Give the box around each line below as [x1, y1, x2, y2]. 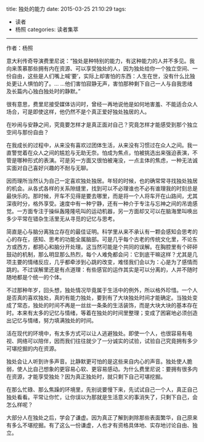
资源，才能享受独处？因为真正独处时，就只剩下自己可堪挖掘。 [11, 373, 166, 380]
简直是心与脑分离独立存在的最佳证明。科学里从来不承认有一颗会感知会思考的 [6, 228, 198, 235]
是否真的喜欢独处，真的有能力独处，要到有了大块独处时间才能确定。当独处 [6, 294, 192, 301]
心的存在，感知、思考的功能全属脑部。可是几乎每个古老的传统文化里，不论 [6, 236, 192, 243]
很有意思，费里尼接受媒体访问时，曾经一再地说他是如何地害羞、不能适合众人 [6, 101, 198, 107]
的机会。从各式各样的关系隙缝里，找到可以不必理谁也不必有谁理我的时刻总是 [6, 185, 198, 192]
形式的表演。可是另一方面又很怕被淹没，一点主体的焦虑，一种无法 [27, 157, 192, 164]
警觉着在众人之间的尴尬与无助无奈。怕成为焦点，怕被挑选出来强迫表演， [11, 149, 192, 156]
